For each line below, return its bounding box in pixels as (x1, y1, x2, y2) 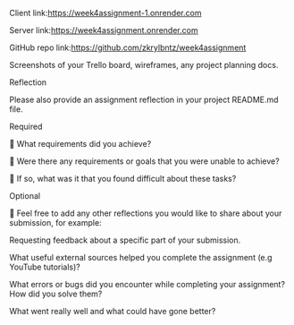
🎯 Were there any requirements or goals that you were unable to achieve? (9, 156, 280, 167)
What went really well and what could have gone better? (9, 306, 216, 316)
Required (9, 121, 43, 132)
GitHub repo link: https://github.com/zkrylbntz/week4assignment (9, 42, 247, 53)
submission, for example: (9, 218, 102, 227)
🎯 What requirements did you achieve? (9, 139, 152, 149)
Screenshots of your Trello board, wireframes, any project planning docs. (9, 60, 279, 70)
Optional (9, 191, 41, 201)
